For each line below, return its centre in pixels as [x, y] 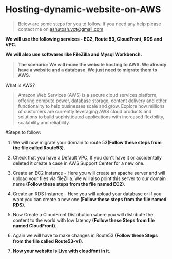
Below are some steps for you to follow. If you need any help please [89, 24]
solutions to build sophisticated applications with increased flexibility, [91, 117]
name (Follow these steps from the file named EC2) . [69, 184]
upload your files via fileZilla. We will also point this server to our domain [89, 178]
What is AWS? [20, 85]
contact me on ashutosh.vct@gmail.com [61, 29]
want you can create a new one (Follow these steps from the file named [90, 199]
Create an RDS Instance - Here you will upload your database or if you [87, 194]
